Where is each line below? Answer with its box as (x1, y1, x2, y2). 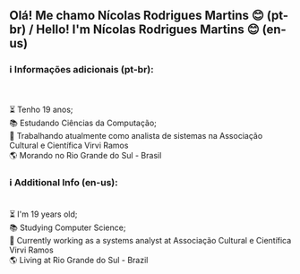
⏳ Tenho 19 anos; (9, 104, 73, 115)
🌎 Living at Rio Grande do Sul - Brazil (9, 254, 149, 265)
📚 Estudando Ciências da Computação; (9, 117, 157, 128)
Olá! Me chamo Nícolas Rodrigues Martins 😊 (9, 8, 264, 23)
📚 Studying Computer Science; (9, 222, 126, 233)
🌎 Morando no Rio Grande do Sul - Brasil (9, 150, 162, 160)
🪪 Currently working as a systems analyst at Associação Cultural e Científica (9, 235, 292, 245)
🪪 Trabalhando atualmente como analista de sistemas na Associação (9, 130, 263, 141)
